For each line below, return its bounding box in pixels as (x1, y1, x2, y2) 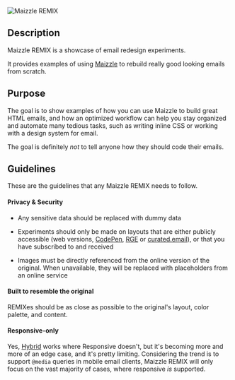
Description (7, 27, 60, 39)
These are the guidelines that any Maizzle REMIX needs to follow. (7, 182, 198, 190)
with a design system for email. (7, 129, 98, 137)
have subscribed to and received (17, 242, 114, 251)
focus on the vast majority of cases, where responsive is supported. (7, 364, 206, 374)
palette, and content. (7, 310, 69, 319)
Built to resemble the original (7, 287, 94, 296)
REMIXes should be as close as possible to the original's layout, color (7, 302, 210, 311)
